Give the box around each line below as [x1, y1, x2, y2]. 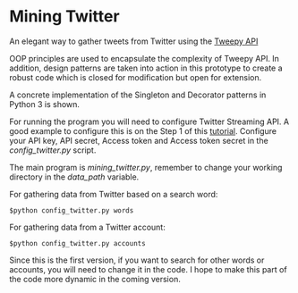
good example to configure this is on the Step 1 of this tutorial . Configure [9, 125, 277, 136]
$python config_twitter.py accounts [9, 239, 146, 247]
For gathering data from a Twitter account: [9, 222, 166, 232]
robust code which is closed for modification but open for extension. [9, 71, 262, 82]
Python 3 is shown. [9, 98, 81, 109]
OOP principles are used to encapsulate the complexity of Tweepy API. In [9, 53, 280, 63]
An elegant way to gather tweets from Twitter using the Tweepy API [9, 36, 259, 46]
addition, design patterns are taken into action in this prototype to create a [9, 63, 284, 73]
